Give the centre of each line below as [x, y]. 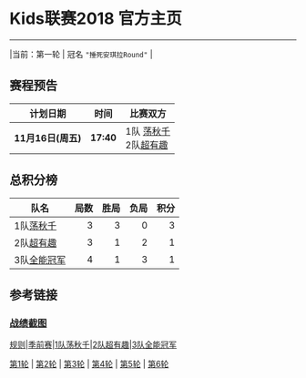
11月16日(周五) [48, 138]
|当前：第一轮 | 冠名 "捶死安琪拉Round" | [81, 54]
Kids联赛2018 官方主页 [96, 19]
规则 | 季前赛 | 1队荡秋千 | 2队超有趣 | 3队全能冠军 [93, 345]
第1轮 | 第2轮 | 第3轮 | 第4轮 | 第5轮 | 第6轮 [89, 364]
